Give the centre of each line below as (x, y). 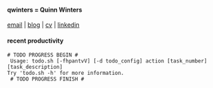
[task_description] (35, 67)
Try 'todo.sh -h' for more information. (66, 73)
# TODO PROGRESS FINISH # (47, 79)
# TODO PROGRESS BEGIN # (43, 55)
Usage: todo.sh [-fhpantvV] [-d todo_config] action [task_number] (109, 61)
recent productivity (35, 41)
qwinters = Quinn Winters (45, 10)
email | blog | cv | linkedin (44, 25)
